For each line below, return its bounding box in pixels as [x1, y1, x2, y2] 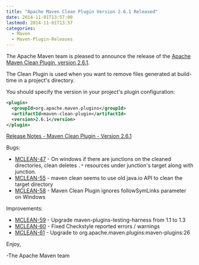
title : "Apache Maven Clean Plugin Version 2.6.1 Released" [6, 8, 159, 15]
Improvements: [6, 205, 43, 212]
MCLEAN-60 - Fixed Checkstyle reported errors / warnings [14, 223, 160, 230]
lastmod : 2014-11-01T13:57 [6, 20, 73, 26]
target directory [14, 181, 53, 188]
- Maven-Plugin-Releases [11, 36, 73, 42]
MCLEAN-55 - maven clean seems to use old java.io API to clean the [14, 175, 183, 182]
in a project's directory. [18, 77, 75, 84]
